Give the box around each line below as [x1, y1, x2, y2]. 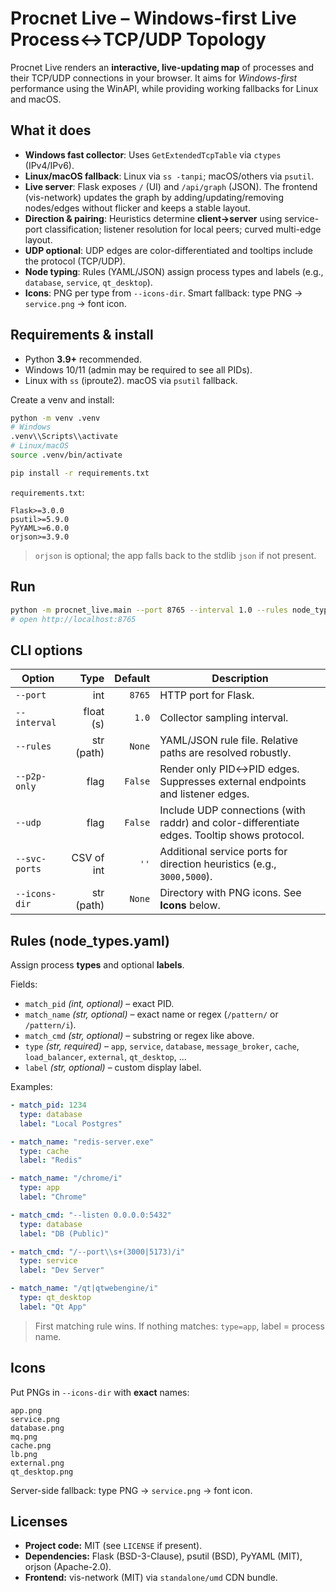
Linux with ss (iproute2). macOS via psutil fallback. [24, 374, 238, 386]
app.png [10, 1405, 43, 1416]
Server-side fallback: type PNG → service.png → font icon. [10, 1484, 253, 1496]
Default [114, 672, 151, 686]
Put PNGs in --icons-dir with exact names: [10, 1386, 190, 1398]
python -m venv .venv [10, 413, 101, 423]
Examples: [10, 1081, 53, 1092]
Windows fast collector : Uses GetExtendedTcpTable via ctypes [24, 148, 282, 161]
